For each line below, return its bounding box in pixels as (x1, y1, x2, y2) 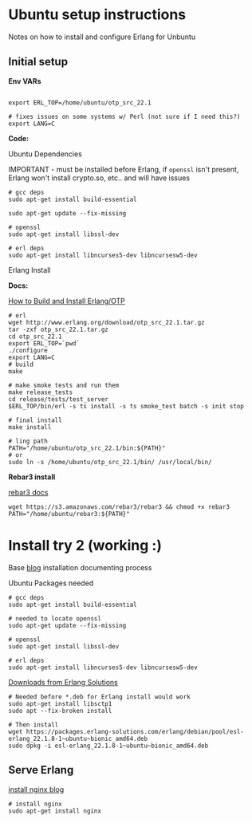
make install (8, 423, 52, 431)
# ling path (8, 437, 48, 445)
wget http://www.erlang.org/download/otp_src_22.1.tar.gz (8, 318, 205, 326)
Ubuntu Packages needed (8, 578, 94, 588)
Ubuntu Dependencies (8, 149, 82, 159)
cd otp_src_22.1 (8, 333, 62, 341)
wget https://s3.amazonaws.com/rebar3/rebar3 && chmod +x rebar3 (8, 502, 230, 511)
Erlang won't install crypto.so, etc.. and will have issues (8, 173, 190, 183)
